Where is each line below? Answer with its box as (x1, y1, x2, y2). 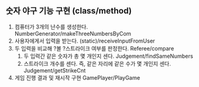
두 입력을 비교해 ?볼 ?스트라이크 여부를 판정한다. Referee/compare (14, 44, 175, 52)
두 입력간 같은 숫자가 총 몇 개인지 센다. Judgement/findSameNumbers (23, 52, 194, 60)
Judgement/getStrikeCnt (23, 66, 86, 74)
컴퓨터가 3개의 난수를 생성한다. (14, 23, 88, 30)
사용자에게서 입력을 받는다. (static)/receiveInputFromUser (14, 37, 156, 44)
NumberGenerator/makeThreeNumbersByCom (14, 30, 131, 37)
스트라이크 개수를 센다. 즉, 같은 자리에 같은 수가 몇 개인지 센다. (23, 60, 171, 67)
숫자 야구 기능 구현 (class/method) (5, 5, 132, 16)
